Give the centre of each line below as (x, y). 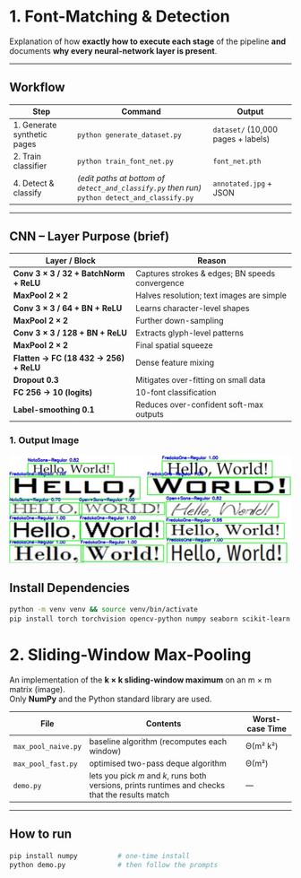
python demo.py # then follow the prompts (114, 865)
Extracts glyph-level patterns (190, 333)
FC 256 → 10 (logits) (53, 393)
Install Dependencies (69, 588)
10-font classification (176, 393)
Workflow (37, 87)
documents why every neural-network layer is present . (113, 50)
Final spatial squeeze (174, 345)
